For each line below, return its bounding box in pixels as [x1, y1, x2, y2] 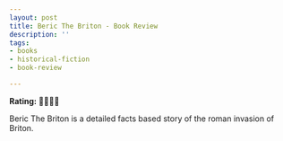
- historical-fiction [9, 55, 90, 64]
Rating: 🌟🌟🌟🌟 [9, 95, 60, 106]
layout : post [9, 13, 58, 22]
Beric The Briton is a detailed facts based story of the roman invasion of [9, 113, 275, 124]
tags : [9, 38, 30, 48]
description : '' [9, 30, 70, 39]
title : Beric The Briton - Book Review [9, 22, 159, 31]
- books [9, 47, 39, 56]
